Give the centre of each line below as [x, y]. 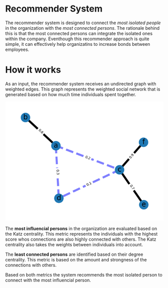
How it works [33, 70]
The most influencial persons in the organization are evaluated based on [81, 228]
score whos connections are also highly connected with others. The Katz [81, 239]
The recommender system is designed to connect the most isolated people [83, 23]
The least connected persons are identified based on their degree [74, 254]
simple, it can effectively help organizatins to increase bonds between [78, 44]
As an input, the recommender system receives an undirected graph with [81, 84]
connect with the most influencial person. [48, 280]
